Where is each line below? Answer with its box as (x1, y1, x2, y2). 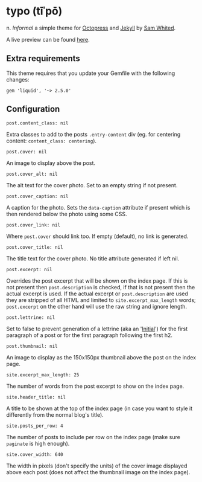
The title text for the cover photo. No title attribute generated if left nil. (6, 255, 180, 262)
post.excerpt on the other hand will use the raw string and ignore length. (6, 303, 188, 310)
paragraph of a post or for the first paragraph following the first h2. (6, 331, 173, 339)
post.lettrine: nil (6, 314, 55, 321)
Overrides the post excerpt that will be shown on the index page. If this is (6, 277, 188, 284)
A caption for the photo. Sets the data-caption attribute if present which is (6, 204, 191, 211)
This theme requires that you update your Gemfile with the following (6, 69, 175, 77)
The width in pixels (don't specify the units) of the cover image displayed (6, 462, 188, 469)
